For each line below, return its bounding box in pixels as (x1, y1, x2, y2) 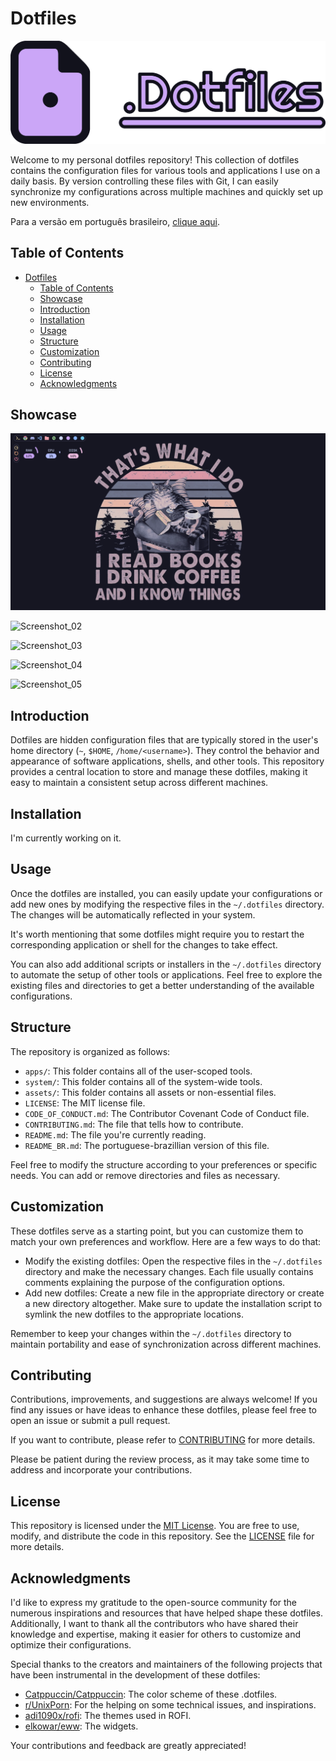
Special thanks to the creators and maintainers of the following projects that (10, 1658, 323, 1670)
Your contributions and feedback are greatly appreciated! (10, 1739, 247, 1751)
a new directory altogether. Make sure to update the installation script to (24, 1297, 323, 1309)
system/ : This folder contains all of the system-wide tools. (24, 1075, 263, 1087)
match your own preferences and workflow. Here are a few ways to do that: (10, 1235, 322, 1247)
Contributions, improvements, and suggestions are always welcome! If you (10, 1393, 318, 1406)
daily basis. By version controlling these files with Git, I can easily (10, 175, 279, 187)
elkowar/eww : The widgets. (24, 1720, 139, 1732)
